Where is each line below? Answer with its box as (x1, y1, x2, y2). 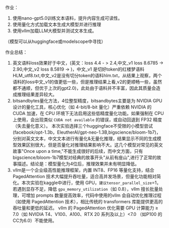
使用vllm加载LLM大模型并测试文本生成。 (12, 28, 97, 34)
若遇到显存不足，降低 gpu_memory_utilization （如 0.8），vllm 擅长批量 (12, 186, 159, 192)
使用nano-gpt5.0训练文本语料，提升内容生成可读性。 (12, 15, 123, 21)
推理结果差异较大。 (17, 91, 57, 97)
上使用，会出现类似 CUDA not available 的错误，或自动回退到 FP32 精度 (12, 117, 162, 123)
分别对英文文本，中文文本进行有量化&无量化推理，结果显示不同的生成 (12, 136, 157, 141)
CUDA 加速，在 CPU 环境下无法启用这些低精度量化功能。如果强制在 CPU (12, 110, 164, 116)
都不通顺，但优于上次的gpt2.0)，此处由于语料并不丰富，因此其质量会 (12, 85, 156, 91)
